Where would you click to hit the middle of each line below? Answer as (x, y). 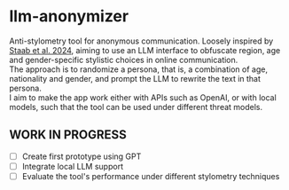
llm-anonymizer (69, 16)
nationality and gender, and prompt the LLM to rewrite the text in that (135, 78)
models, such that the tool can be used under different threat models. (136, 107)
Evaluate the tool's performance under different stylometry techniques (151, 176)
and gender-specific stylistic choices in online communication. (124, 59)
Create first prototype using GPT (82, 156)
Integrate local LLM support (73, 166)
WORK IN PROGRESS (68, 135)
